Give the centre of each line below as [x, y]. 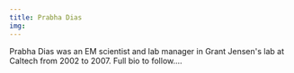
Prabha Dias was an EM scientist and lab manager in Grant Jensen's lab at [147, 51]
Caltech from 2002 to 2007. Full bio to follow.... [96, 61]
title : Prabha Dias [46, 17]
